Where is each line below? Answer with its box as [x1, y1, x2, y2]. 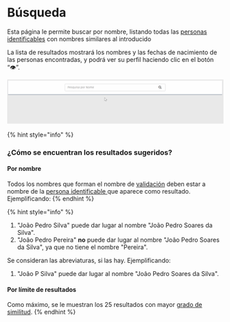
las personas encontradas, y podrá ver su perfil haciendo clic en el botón [7, 55, 214, 63]
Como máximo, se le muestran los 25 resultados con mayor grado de [7, 301, 203, 309]
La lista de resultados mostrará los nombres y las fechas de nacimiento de [7, 48, 218, 56]
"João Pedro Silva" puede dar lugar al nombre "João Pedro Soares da [16, 221, 213, 229]
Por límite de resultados [7, 285, 77, 293]
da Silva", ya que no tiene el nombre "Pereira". [16, 242, 148, 251]
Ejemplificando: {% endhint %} [7, 194, 95, 203]
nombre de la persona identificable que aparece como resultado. [7, 187, 191, 195]
